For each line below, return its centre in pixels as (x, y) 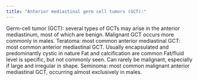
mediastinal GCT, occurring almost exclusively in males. (74, 72)
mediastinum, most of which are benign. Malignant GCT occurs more (90, 34)
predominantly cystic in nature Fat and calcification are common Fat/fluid (95, 53)
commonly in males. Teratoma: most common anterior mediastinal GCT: (93, 41)
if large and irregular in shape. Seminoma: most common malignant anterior (98, 66)
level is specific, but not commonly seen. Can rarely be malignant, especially (99, 59)
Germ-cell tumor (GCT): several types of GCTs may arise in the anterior (93, 28)
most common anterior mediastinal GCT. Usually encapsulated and (87, 47)
